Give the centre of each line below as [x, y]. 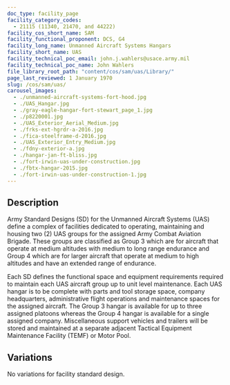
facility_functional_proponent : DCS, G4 [66, 39]
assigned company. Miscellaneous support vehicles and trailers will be [108, 321]
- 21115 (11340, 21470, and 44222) [65, 26]
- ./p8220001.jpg [38, 116]
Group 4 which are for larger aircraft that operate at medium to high [103, 256]
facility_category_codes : [44, 20]
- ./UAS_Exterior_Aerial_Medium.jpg [66, 123]
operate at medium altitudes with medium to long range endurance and [108, 249]
